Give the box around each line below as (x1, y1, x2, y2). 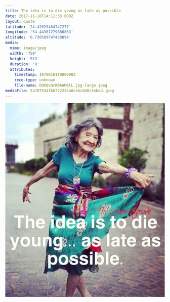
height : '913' (10, 56, 39, 61)
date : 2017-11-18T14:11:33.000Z (5, 13, 73, 19)
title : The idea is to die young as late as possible (5, 8, 121, 13)
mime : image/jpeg (10, 46, 47, 51)
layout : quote (5, 19, 35, 24)
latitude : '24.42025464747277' (5, 24, 71, 29)
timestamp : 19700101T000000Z (14, 72, 76, 77)
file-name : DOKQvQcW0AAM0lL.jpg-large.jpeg (14, 83, 108, 88)
